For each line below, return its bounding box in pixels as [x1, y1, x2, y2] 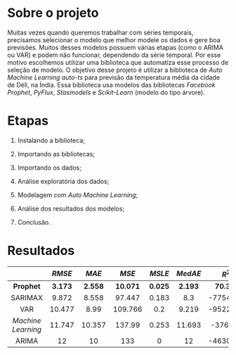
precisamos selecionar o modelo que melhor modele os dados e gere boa [7, 35, 221, 44]
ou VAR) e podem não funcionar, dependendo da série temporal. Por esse [7, 51, 221, 59]
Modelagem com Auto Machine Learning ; [17, 190, 138, 199]
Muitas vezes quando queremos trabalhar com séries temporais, [7, 28, 195, 37]
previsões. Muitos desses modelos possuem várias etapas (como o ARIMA [7, 43, 223, 51]
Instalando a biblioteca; [17, 136, 86, 144]
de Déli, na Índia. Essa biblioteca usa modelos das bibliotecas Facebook [7, 80, 216, 89]
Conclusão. [17, 218, 51, 226]
